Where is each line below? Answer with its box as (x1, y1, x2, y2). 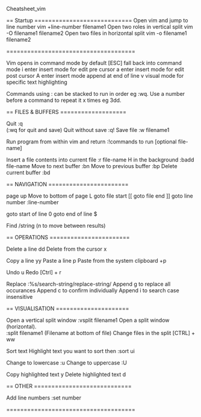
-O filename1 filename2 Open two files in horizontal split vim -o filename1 (6, 30, 188, 37)
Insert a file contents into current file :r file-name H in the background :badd (6, 156, 194, 163)
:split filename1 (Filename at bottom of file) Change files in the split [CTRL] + (6, 330, 196, 336)
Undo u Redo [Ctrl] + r (6, 269, 61, 276)
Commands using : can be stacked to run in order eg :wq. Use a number (6, 90, 185, 97)
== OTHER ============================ (6, 383, 132, 389)
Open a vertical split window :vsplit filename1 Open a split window (6, 316, 170, 324)
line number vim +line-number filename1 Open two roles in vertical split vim (6, 24, 194, 30)
